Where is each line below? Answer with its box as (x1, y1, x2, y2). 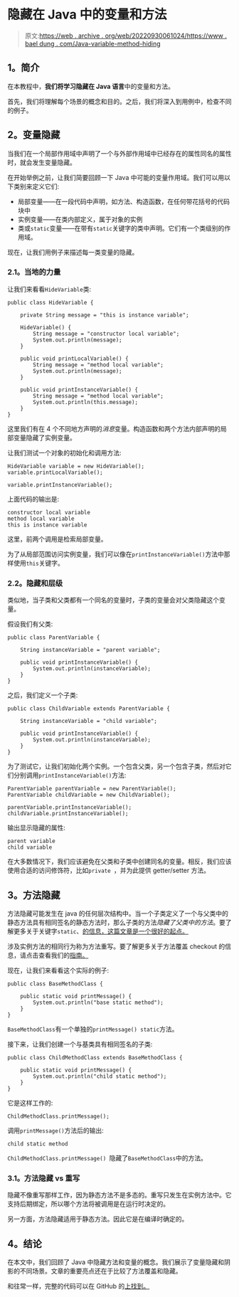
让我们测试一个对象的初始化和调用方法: (7, 448, 122, 457)
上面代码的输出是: (7, 494, 60, 503)
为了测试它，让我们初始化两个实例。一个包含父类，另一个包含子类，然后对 (7, 762, 225, 771)
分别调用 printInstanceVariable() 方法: (13, 771, 127, 780)
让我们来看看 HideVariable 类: (7, 285, 91, 293)
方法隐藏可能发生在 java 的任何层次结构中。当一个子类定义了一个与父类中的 (7, 909, 229, 918)
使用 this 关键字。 (13, 558, 64, 567)
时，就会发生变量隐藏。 (7, 158, 76, 166)
